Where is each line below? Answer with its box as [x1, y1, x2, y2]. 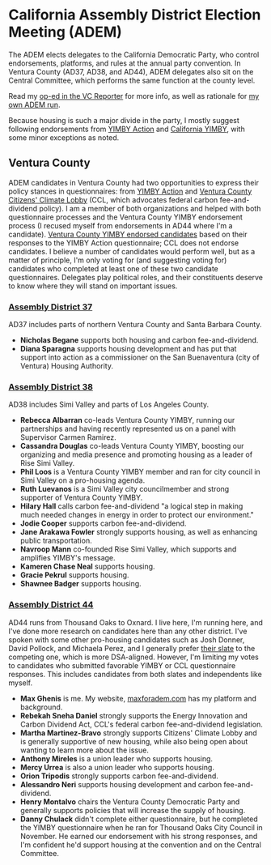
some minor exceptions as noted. [8, 132, 120, 143]
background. [19, 702, 63, 712]
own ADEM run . [8, 100, 61, 109]
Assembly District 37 [8, 301, 93, 313]
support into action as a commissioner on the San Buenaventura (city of [19, 352, 260, 362]
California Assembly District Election [8, 6, 261, 24]
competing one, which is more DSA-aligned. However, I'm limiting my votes [8, 652, 259, 662]
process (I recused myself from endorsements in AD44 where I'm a [8, 220, 233, 230]
